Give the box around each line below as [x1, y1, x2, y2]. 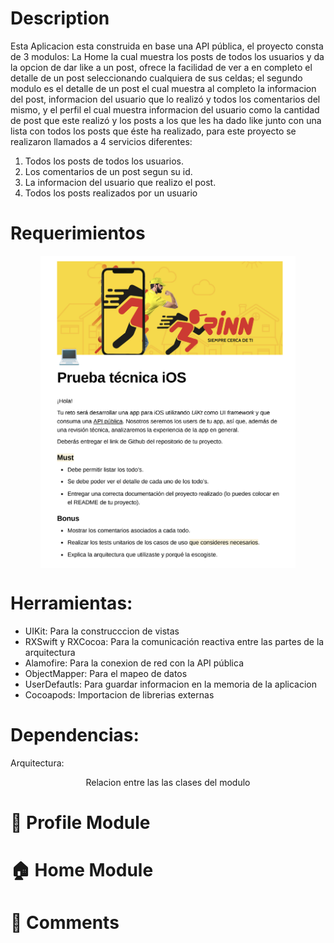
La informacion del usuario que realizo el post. [24, 176, 217, 188]
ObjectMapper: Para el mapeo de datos [24, 667, 188, 679]
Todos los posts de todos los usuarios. [24, 155, 185, 167]
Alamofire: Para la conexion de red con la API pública [24, 657, 244, 669]
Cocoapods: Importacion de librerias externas [24, 688, 215, 701]
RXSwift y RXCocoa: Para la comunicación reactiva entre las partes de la [24, 635, 325, 647]
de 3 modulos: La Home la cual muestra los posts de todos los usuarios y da [10, 50, 325, 62]
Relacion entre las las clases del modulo [85, 776, 251, 788]
